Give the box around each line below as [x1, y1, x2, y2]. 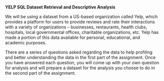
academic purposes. [5, 40, 47, 46]
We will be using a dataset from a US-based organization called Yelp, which [5, 14, 158, 19]
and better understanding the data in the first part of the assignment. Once [5, 54, 156, 60]
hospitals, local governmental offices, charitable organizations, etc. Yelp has [5, 29, 159, 35]
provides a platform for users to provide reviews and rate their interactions [5, 19, 155, 25]
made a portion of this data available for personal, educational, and [5, 34, 141, 40]
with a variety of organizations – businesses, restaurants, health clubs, [5, 24, 147, 30]
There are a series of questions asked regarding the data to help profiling [5, 49, 153, 55]
